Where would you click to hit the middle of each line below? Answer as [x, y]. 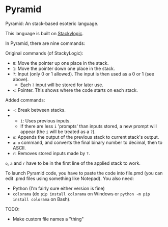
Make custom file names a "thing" [48, 219]
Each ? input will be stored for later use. [62, 85]
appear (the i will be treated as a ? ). [58, 132]
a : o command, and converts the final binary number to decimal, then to [88, 142]
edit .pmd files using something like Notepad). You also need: [69, 178]
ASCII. [19, 148]
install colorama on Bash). [41, 199]
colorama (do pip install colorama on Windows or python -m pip [81, 194]
